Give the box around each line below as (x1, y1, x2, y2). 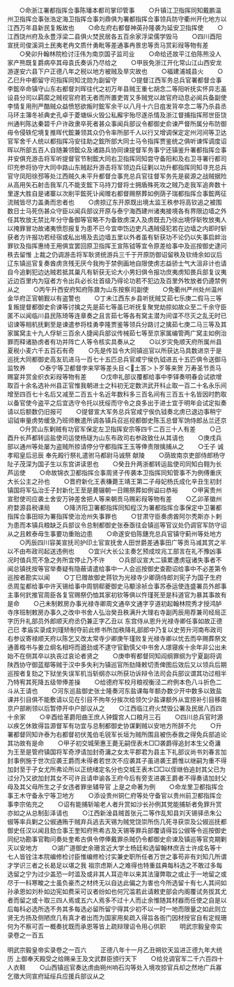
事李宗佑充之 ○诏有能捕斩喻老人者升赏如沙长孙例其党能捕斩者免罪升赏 (7, 800, 222, 808)
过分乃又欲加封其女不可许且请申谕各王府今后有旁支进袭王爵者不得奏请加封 (7, 774, 221, 782)
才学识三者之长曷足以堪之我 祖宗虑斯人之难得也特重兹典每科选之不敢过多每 (7, 861, 223, 869)
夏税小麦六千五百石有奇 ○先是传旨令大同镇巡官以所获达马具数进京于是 (7, 346, 222, 355)
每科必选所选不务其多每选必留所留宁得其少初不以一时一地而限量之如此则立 (13, 905, 227, 913)
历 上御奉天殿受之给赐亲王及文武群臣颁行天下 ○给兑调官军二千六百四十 (7, 955, 224, 963)
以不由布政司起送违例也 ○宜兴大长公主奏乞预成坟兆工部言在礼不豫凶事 (7, 547, 222, 555)
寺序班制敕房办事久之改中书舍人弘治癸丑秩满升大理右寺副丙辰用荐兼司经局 (7, 608, 221, 616)
